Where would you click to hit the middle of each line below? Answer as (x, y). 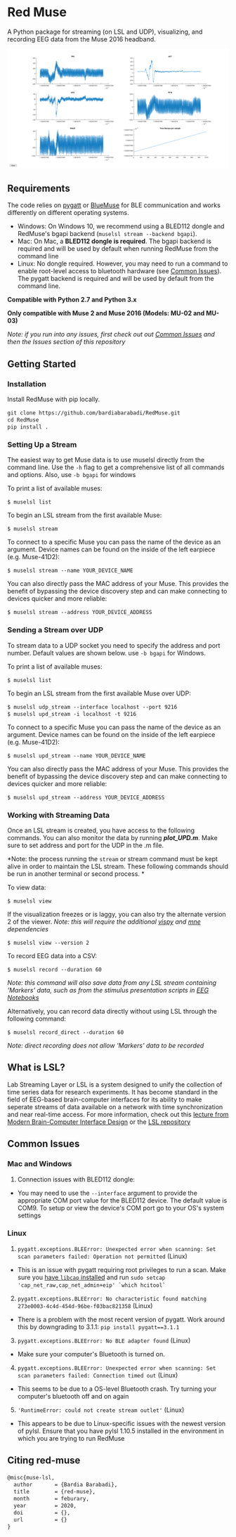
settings (29, 1215)
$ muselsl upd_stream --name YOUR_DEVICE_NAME (77, 756)
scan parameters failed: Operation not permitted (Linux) (102, 1256)
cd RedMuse (23, 420)
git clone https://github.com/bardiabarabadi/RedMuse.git (94, 413)
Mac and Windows (40, 1164)
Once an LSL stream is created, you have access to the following (101, 830)
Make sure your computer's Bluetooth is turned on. (91, 1354)
